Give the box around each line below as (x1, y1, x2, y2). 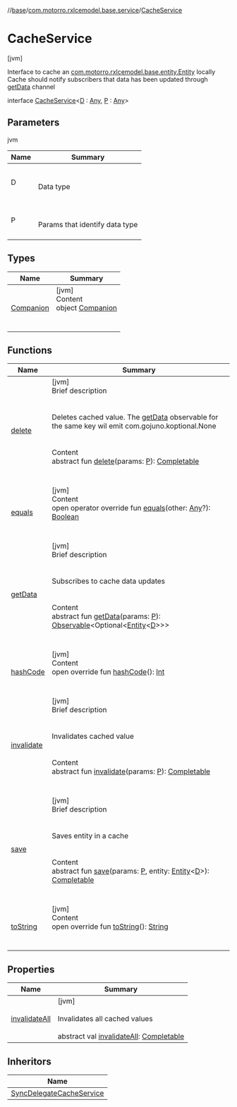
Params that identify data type (37, 219, 138, 229)
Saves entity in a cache (51, 831, 129, 841)
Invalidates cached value (51, 731, 134, 741)
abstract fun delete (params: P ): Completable (51, 456, 200, 466)
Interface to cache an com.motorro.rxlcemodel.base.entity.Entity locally (7, 67, 216, 76)
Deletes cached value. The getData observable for (51, 412, 219, 422)
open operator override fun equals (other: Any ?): (51, 503, 211, 513)
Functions (7, 344, 53, 356)
